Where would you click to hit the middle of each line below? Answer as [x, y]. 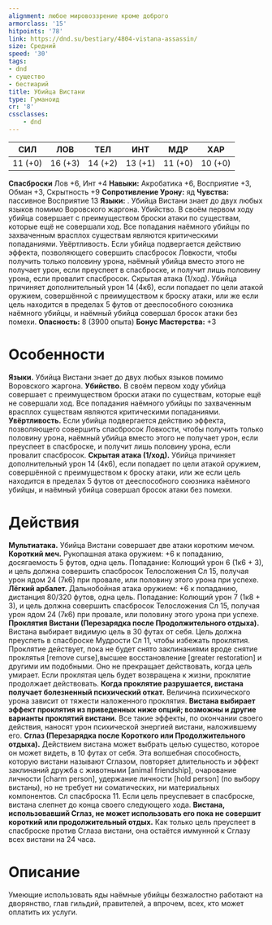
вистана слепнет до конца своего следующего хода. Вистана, [117, 804]
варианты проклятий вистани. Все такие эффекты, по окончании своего [136, 718]
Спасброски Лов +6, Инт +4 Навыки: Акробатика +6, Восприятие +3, [130, 183]
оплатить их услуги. [43, 912]
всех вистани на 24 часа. [52, 839]
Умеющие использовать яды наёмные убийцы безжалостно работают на [136, 894]
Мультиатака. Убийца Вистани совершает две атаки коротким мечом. [132, 545]
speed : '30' [28, 54]
